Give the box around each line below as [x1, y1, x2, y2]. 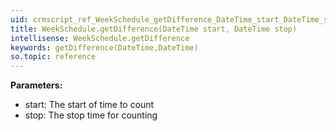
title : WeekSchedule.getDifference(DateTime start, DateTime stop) [10, 24, 298, 34]
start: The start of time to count [24, 99, 155, 111]
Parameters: [10, 79, 63, 91]
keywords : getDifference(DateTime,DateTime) [10, 42, 199, 53]
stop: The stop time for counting [24, 109, 158, 121]
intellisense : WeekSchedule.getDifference [10, 33, 190, 43]
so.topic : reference [10, 52, 97, 62]
